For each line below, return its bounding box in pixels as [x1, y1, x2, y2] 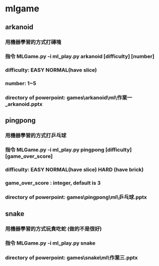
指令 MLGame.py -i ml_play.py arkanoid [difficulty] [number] [5, 53, 155, 60]
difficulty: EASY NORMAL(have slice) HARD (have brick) [5, 166, 144, 173]
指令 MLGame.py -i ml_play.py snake [5, 240, 96, 247]
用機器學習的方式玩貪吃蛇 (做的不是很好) [5, 225, 102, 232]
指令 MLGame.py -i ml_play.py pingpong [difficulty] [5, 146, 132, 153]
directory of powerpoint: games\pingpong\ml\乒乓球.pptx [5, 194, 148, 201]
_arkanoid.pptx [5, 101, 43, 108]
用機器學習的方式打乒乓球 [5, 132, 67, 139]
